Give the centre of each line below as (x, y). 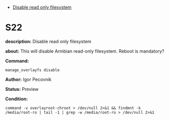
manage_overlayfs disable (32, 70)
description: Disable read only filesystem (48, 41)
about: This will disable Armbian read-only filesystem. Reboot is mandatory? (85, 51)
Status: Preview (22, 89)
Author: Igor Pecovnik (29, 79)
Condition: (17, 99)
